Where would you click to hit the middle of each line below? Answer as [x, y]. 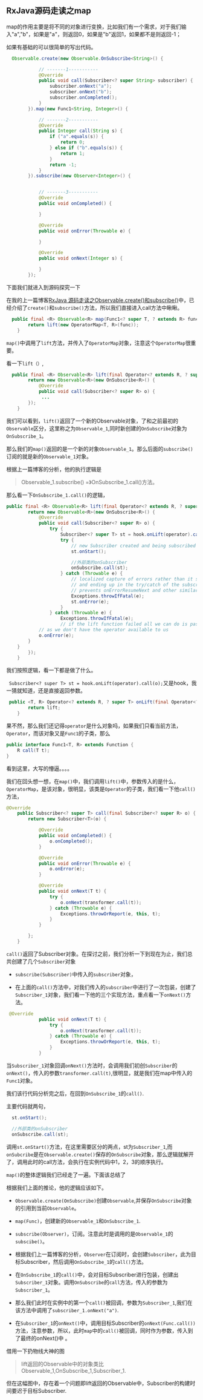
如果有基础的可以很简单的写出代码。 [51, 47]
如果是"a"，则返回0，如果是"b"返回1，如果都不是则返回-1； [108, 34]
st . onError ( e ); [90, 602]
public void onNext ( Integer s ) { [80, 258]
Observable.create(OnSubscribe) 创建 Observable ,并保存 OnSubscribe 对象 [103, 1200]
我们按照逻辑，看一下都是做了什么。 [51, 670]
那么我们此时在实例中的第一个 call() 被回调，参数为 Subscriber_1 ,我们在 [104, 1303]
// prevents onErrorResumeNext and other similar [135, 590]
